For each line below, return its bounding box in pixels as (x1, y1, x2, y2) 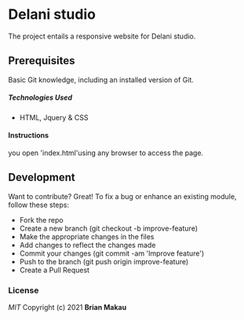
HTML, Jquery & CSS (19, 112, 89, 122)
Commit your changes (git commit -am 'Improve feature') (19, 249, 205, 258)
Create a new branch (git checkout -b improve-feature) (19, 224, 198, 233)
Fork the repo (19, 215, 64, 224)
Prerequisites (8, 54, 75, 67)
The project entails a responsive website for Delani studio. (8, 31, 196, 41)
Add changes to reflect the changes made (19, 240, 156, 249)
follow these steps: (8, 200, 69, 209)
